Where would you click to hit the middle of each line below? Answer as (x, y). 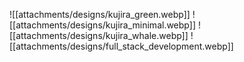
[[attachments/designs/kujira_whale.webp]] (99, 35)
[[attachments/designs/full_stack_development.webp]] (121, 46)
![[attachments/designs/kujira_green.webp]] (100, 14)
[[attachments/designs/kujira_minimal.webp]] (102, 25)
